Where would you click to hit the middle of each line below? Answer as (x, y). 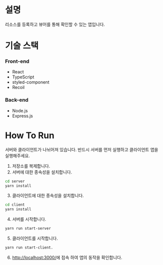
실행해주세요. (18, 156)
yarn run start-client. (29, 248)
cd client (15, 205)
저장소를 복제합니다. (31, 166)
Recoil (18, 88)
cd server (15, 181)
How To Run (30, 135)
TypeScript (23, 77)
